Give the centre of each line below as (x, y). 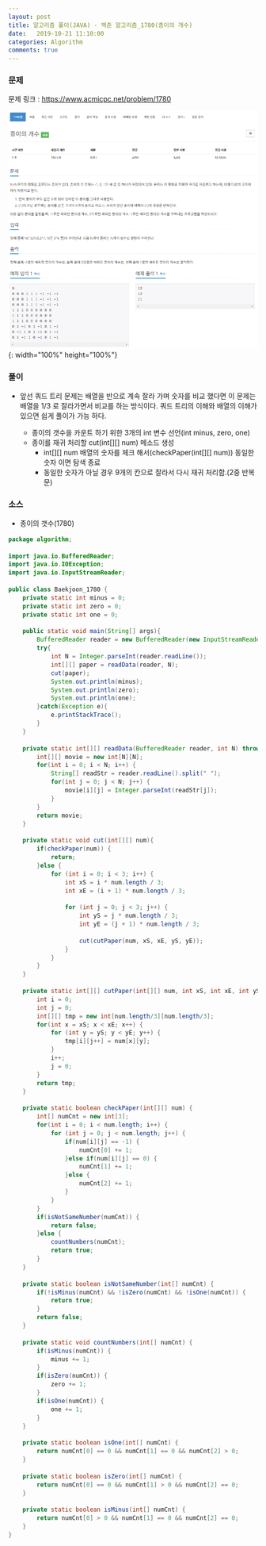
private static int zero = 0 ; (72, 606)
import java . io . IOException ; (56, 564)
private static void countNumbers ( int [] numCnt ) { (108, 1342)
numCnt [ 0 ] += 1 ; (106, 1150)
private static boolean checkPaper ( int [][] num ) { (108, 1108)
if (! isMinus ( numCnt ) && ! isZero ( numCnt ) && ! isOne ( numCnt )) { (141, 1292)
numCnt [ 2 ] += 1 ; (106, 1183)
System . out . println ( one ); (93, 698)
